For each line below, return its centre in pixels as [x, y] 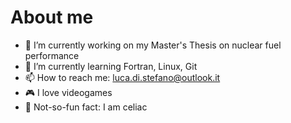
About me [52, 17]
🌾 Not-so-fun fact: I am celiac [86, 107]
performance [52, 55]
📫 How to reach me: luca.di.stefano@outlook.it [122, 77]
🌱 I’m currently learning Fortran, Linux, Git [111, 66]
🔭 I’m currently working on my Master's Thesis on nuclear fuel [153, 45]
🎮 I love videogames [68, 92]
